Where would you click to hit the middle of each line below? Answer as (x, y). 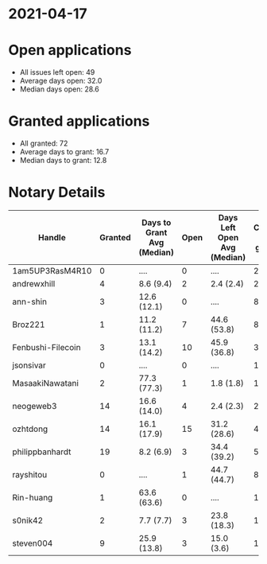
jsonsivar (29, 365)
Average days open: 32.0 (61, 81)
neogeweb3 (35, 406)
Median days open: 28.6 (59, 89)
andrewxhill (34, 284)
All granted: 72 (44, 143)
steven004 (33, 543)
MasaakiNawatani (46, 383)
